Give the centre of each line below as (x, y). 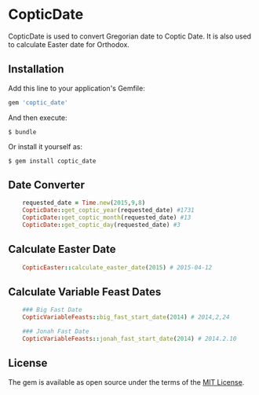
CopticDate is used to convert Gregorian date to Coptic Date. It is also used (130, 36)
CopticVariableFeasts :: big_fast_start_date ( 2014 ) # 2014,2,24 (126, 317)
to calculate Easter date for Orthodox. (69, 44)
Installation (36, 69)
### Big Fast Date (52, 310)
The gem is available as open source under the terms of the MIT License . (126, 382)
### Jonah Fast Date (56, 331)
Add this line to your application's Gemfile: (77, 88)
